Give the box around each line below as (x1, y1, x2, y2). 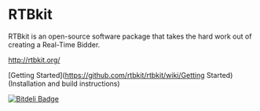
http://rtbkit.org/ (8, 55, 60, 65)
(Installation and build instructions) (8, 79, 120, 88)
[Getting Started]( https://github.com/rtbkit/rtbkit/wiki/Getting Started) (8, 70, 233, 80)
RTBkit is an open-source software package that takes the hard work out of (8, 31, 252, 41)
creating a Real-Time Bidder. (8, 39, 101, 49)
